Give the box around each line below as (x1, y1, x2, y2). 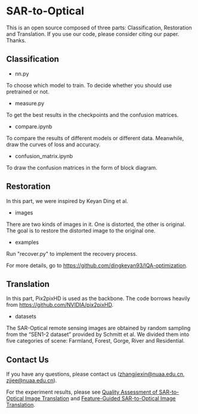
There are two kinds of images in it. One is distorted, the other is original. (6, 220, 186, 228)
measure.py (14, 99, 45, 107)
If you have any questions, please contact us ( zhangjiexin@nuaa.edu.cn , (6, 370, 185, 378)
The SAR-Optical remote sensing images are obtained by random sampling (6, 325, 191, 332)
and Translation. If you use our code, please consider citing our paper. (6, 30, 179, 37)
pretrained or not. (6, 88, 50, 95)
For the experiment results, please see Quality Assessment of (6, 388, 158, 396)
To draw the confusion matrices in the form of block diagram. (6, 164, 157, 171)
